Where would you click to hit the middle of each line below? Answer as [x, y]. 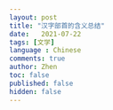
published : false [41, 83]
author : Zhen [33, 67]
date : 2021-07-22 [45, 34]
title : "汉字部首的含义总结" [57, 26]
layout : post [33, 17]
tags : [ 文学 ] [32, 42]
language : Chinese [45, 51]
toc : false [29, 75]
